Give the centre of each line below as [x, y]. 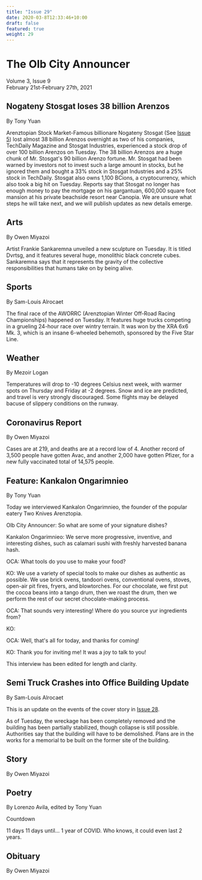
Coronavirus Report [44, 422]
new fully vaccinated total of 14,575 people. [60, 462]
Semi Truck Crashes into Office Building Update [98, 683]
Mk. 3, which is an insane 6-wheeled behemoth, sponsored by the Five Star [100, 333]
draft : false [23, 23]
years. [14, 837]
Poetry [19, 793]
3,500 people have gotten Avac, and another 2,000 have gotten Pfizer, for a [100, 455]
